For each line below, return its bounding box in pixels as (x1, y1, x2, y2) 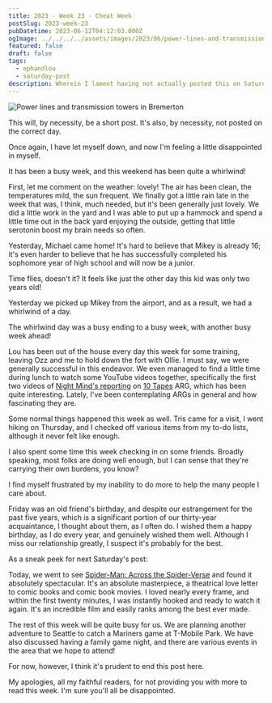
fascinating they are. (8, 398, 77, 407)
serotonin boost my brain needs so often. (8, 224, 146, 235)
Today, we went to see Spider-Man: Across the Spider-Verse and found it (8, 569, 253, 579)
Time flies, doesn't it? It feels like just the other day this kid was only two (8, 273, 250, 283)
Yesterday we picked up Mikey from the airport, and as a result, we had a (8, 297, 253, 308)
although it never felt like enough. (8, 431, 121, 441)
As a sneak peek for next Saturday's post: (8, 554, 148, 564)
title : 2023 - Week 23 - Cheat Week (8, 11, 132, 20)
